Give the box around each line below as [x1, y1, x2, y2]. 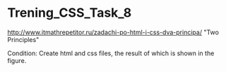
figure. [7, 56, 27, 64]
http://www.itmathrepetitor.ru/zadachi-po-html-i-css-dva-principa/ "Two [7, 28, 219, 36]
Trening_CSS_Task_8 [7, 5, 132, 21]
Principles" [7, 35, 40, 43]
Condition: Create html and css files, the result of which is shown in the [7, 49, 215, 57]
